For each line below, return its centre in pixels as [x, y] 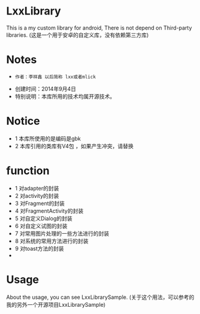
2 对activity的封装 [37, 196]
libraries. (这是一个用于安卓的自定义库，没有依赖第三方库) [77, 35]
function [28, 171]
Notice [23, 121]
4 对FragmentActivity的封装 [49, 211]
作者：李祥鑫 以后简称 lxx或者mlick [55, 77]
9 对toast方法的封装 [39, 248]
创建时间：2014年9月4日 [45, 89]
